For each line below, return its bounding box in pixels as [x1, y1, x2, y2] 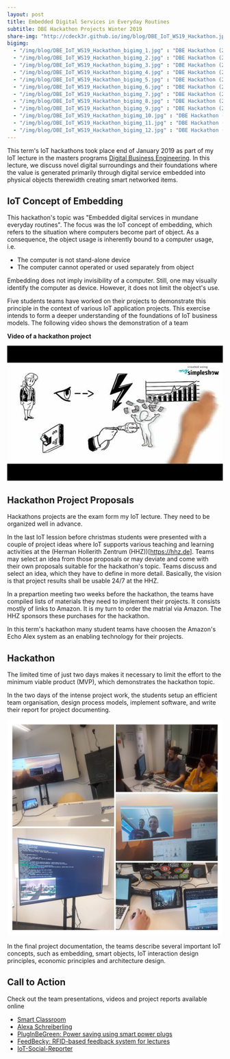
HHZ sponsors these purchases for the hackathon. [7, 612, 150, 620]
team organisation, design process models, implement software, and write [7, 698, 216, 707]
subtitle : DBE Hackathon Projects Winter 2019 [7, 25, 142, 32]
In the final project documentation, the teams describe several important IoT [7, 942, 221, 951]
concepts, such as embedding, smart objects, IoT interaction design [7, 949, 199, 958]
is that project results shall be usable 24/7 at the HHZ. [7, 576, 159, 585]
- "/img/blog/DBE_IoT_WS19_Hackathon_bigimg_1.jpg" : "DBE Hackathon [13, 47, 216, 54]
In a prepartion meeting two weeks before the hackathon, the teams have [7, 590, 214, 598]
